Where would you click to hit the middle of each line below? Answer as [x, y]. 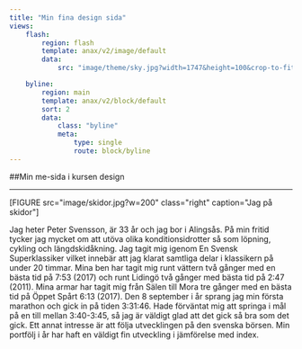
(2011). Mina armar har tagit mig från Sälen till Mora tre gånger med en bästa [151, 286]
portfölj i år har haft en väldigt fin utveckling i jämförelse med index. [134, 335]
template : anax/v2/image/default [104, 51]
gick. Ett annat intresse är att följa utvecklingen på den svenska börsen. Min [150, 325]
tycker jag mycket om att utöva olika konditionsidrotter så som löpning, [140, 238]
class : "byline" [88, 126]
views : [22, 26]
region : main [66, 92]
